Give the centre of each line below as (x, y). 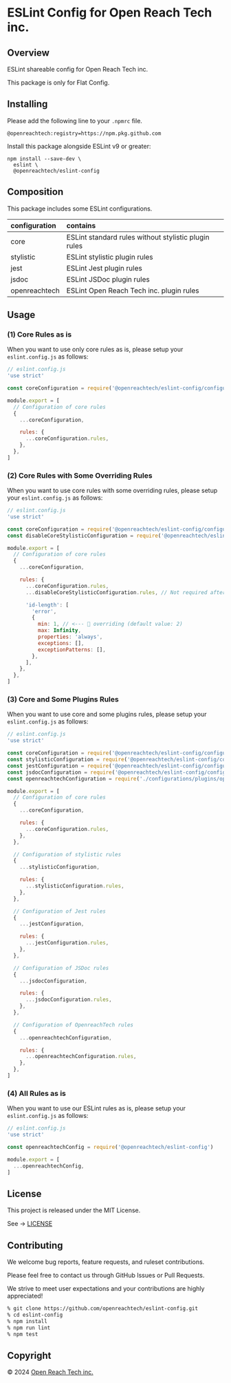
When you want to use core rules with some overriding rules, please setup (112, 491)
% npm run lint (29, 1328)
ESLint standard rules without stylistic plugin (138, 237)
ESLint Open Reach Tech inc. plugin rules (133, 291)
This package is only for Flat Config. (58, 83)
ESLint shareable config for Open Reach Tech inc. (78, 69)
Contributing (35, 1245)
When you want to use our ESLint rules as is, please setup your (97, 1108)
